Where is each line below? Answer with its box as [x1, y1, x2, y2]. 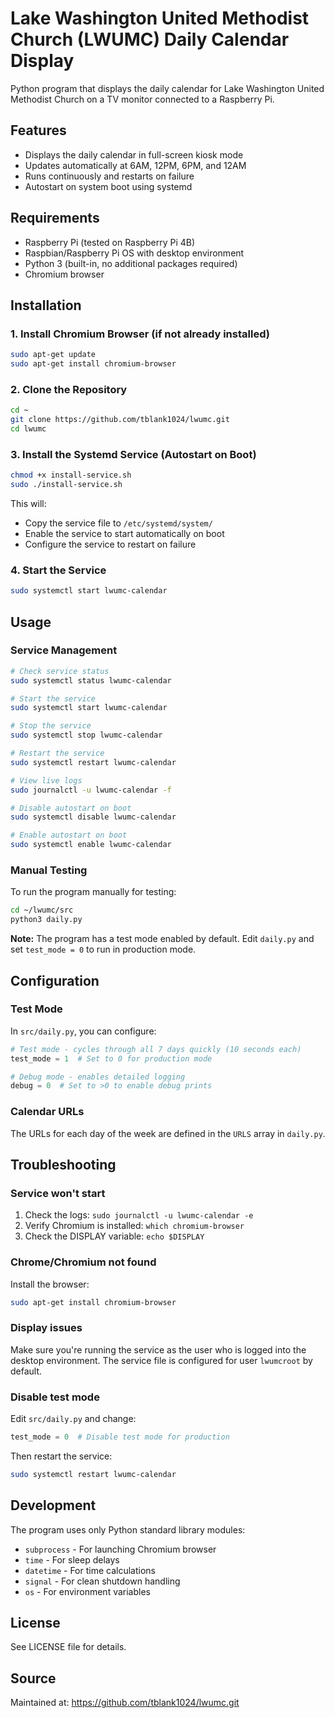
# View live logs [10, 775, 83, 786]
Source [10, 1670, 57, 1687]
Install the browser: [10, 1278, 90, 1290]
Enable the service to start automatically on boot [24, 527, 225, 539]
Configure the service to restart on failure [24, 538, 197, 550]
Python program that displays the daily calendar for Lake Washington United [10, 82, 325, 94]
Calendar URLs [10, 1105, 85, 1119]
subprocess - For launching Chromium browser [24, 1543, 217, 1555]
